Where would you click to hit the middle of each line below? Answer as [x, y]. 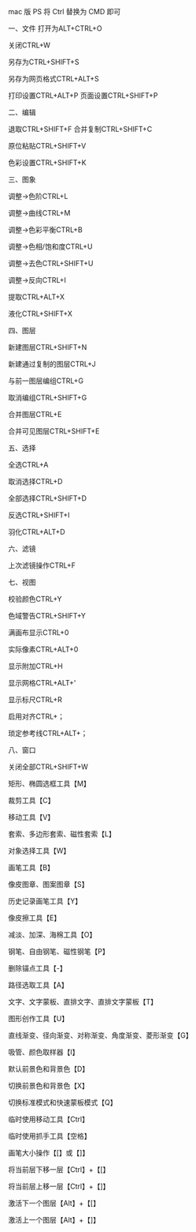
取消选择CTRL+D [35, 481]
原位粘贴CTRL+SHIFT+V [47, 146]
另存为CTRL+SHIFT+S [44, 62]
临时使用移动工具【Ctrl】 [48, 1119]
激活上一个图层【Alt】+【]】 [54, 1220]
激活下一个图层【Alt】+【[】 [54, 1203]
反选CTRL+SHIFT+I [39, 515]
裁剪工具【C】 [31, 800]
